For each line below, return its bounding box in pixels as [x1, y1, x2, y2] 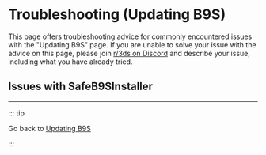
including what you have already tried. [8, 57, 133, 66]
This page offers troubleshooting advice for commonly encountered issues [8, 32, 253, 41]
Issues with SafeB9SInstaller [8, 80, 153, 93]
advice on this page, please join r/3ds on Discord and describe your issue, [8, 48, 251, 58]
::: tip [8, 108, 25, 118]
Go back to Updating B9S [8, 123, 91, 133]
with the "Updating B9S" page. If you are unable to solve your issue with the [8, 40, 256, 49]
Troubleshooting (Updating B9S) [8, 6, 226, 24]
